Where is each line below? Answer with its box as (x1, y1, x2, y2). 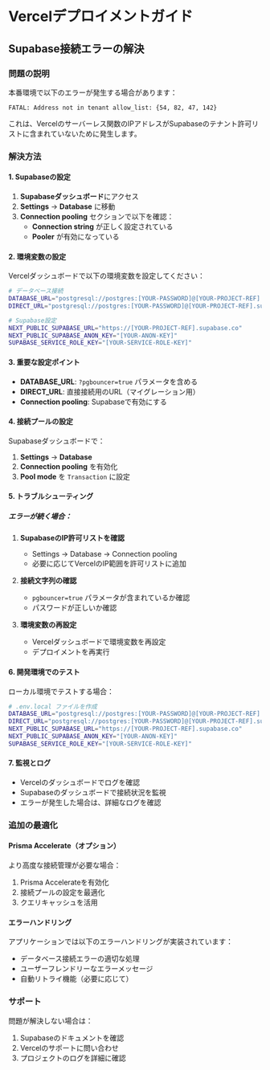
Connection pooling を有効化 (19, 461, 118, 471)
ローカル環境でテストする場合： (8, 686, 114, 696)
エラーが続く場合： (8, 511, 72, 521)
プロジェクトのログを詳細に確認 (19, 1053, 126, 1063)
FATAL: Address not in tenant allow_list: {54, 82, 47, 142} (8, 104, 218, 112)
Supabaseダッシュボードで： (8, 435, 105, 446)
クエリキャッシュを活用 (19, 897, 98, 908)
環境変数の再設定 (19, 620, 77, 630)
